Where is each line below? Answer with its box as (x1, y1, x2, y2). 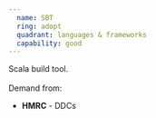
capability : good (16, 38, 83, 48)
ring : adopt (16, 22, 63, 31)
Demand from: (8, 83, 63, 93)
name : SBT (16, 13, 54, 23)
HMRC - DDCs (21, 101, 76, 112)
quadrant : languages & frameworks (16, 30, 147, 39)
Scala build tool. (8, 64, 69, 74)
